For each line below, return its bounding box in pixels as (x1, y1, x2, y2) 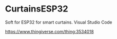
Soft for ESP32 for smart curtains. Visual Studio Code (5, 19, 113, 25)
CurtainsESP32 (5, 3, 68, 14)
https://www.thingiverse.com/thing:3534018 (5, 28, 94, 34)
